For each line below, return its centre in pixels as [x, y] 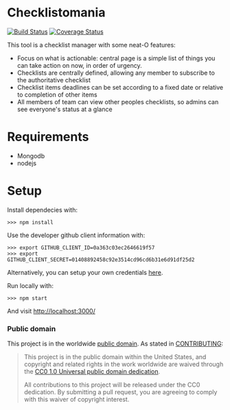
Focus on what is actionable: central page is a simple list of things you [116, 58]
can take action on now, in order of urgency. [79, 65]
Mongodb [31, 156]
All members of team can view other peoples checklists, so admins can [118, 101]
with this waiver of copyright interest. [77, 400]
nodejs [26, 163]
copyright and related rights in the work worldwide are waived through [124, 364]
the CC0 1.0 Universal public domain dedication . [92, 372]
